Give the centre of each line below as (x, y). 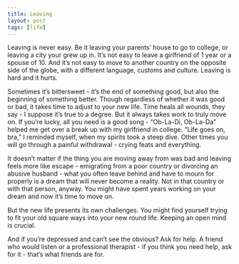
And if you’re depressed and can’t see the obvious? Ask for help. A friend (115, 239)
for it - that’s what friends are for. (56, 255)
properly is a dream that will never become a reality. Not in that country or (116, 181)
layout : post (27, 21)
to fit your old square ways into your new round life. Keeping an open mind (117, 218)
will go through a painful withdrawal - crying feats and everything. (105, 145)
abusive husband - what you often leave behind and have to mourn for (111, 174)
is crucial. (21, 225)
